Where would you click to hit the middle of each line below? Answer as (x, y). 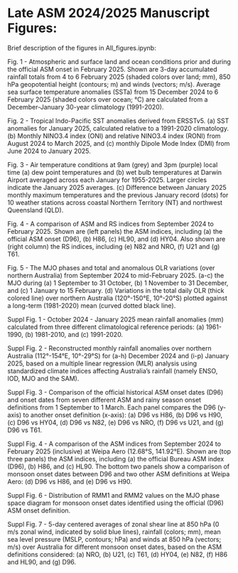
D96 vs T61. (25, 430)
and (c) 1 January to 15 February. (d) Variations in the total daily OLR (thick (116, 290)
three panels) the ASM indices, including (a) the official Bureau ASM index (116, 459)
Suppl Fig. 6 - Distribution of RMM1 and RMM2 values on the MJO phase (114, 495)
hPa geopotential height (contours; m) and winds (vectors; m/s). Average (114, 84)
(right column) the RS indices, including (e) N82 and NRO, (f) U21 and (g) (114, 246)
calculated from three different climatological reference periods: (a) (106, 327)
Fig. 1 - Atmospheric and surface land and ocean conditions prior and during (119, 61)
